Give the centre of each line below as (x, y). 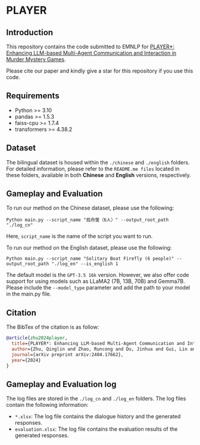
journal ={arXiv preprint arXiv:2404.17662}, (68, 354)
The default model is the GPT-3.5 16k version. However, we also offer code (98, 275)
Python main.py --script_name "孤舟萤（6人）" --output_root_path (87, 220)
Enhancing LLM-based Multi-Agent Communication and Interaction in (91, 53)
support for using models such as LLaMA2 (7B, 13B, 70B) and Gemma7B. (96, 281)
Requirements (33, 96)
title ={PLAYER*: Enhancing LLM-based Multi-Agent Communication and (98, 344)
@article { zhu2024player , (37, 338)
